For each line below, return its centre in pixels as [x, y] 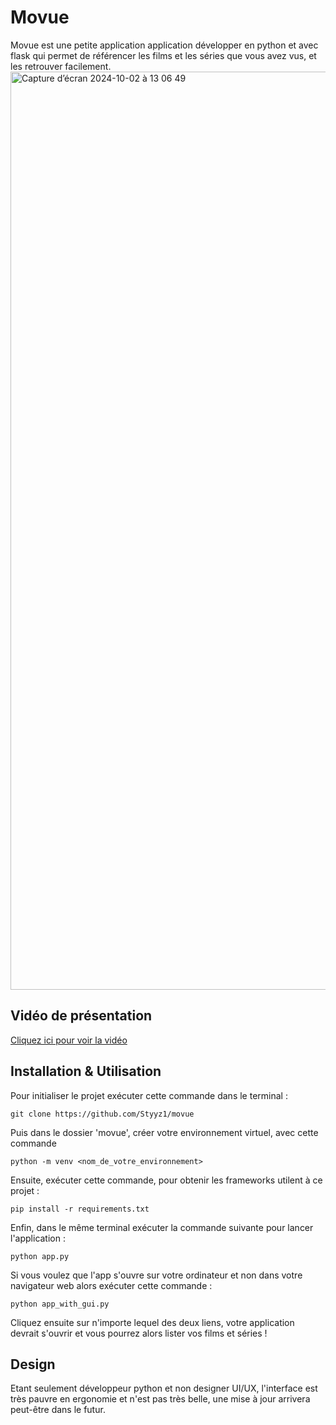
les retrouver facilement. [61, 66]
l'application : [38, 1238]
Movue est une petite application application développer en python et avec [164, 45]
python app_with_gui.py [60, 1304]
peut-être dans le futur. [58, 1410]
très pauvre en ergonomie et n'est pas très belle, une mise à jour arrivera [160, 1399]
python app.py [40, 1256]
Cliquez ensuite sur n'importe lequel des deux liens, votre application [152, 1322]
